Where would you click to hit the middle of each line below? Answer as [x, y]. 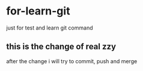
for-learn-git [38, 11]
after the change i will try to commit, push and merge [72, 61]
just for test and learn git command [50, 28]
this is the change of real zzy [61, 47]
